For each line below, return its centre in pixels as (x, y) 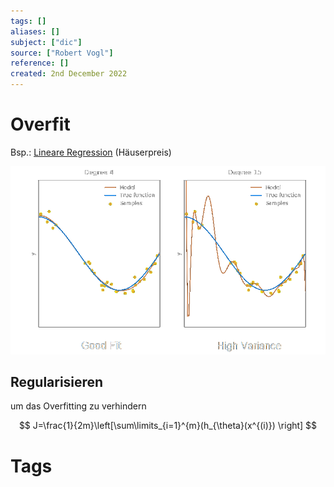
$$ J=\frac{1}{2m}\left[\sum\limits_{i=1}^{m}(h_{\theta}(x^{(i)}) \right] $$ (168, 426)
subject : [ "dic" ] (46, 42)
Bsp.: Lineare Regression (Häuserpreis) (91, 152)
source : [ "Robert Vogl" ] (62, 53)
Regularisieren (57, 382)
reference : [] (40, 63)
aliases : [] (35, 31)
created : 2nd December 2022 (69, 74)
